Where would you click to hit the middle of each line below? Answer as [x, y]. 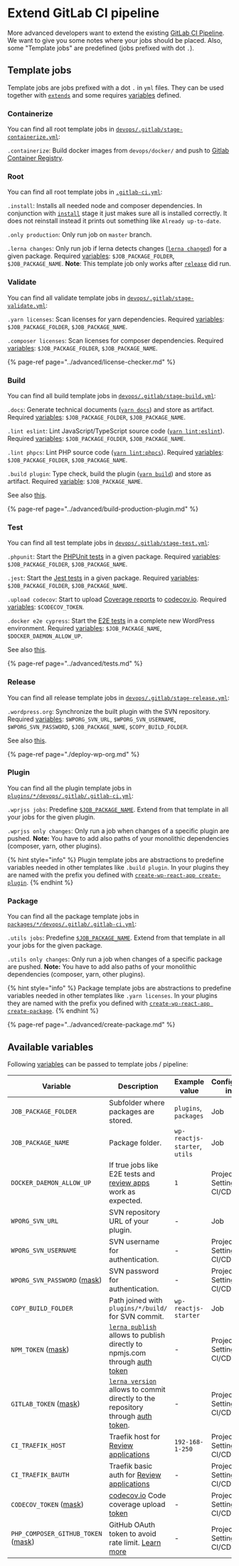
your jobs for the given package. [55, 945]
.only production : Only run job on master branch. [80, 235]
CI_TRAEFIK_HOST [38, 1445]
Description [138, 1086]
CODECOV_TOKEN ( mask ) [47, 1504]
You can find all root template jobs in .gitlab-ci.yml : [85, 192]
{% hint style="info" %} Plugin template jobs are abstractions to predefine [116, 859]
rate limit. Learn [135, 1542]
